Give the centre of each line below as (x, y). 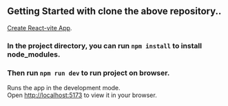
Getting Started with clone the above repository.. (114, 11)
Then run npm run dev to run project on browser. (89, 73)
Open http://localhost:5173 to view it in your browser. (82, 95)
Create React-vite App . (40, 28)
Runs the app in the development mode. (64, 88)
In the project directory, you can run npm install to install (104, 45)
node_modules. (34, 54)
